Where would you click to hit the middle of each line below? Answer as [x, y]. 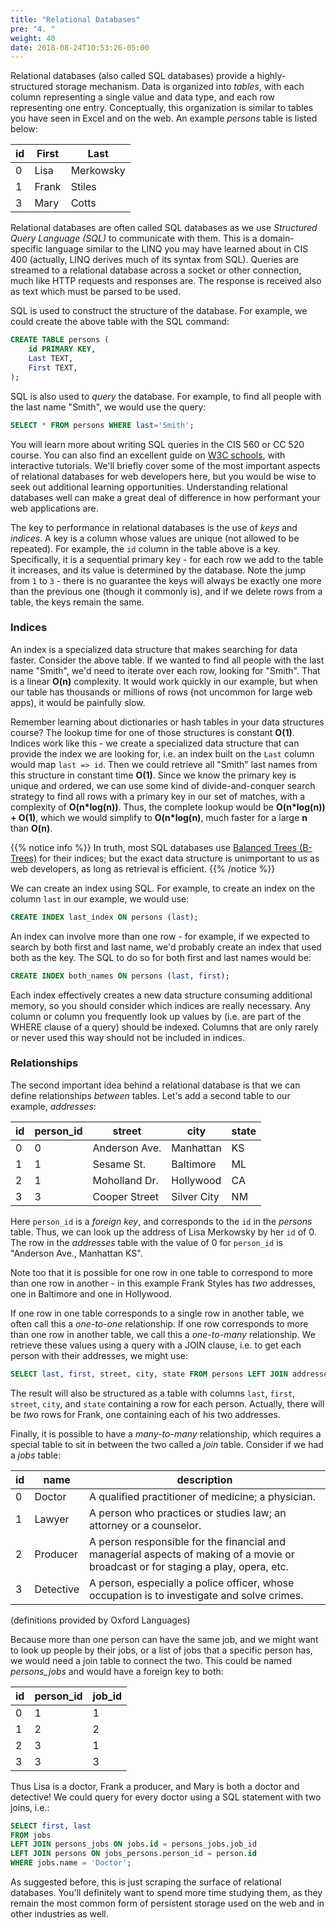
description [204, 1479]
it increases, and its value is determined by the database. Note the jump [158, 570]
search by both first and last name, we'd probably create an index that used [166, 947]
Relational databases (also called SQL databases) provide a [132, 76]
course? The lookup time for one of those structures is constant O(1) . [152, 732]
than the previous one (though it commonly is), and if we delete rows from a [166, 591]
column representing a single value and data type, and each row [143, 97]
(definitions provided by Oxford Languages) [100, 1620]
